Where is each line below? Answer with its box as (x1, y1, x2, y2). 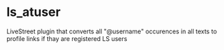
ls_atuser (6, 4, 61, 20)
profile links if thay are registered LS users (6, 34, 128, 42)
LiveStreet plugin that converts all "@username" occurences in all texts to (6, 27, 218, 35)
